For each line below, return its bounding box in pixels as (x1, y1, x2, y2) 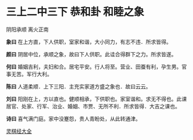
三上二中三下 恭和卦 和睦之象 (6, 5, 144, 19)
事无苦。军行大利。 (6, 70, 53, 77)
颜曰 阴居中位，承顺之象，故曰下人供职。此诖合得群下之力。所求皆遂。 (6, 50, 177, 57)
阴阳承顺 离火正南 (6, 26, 49, 33)
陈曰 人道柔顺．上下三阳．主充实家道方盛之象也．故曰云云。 (6, 83, 151, 90)
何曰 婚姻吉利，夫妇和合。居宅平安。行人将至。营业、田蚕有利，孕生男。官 (6, 63, 187, 70)
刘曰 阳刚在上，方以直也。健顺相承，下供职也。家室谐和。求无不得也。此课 (6, 95, 187, 103)
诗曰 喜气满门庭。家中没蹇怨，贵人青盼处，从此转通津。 (6, 115, 141, 122)
